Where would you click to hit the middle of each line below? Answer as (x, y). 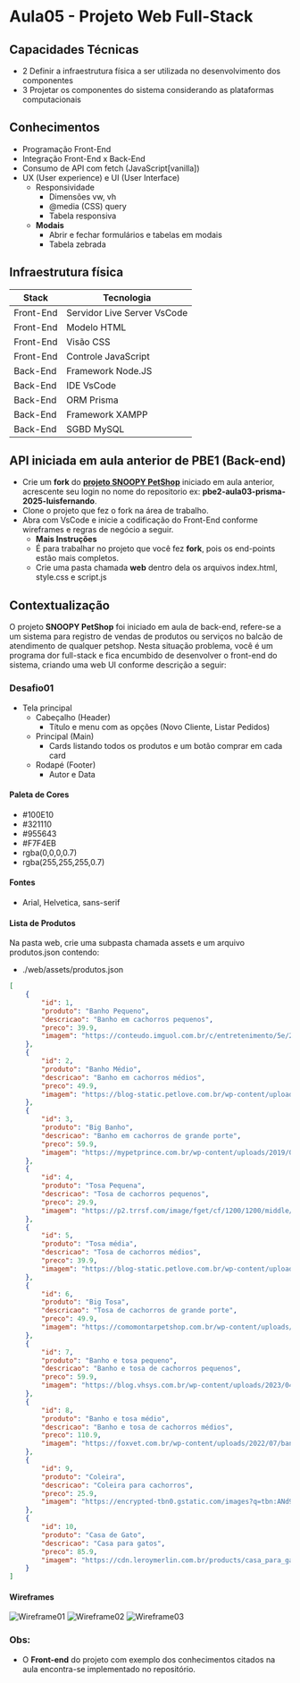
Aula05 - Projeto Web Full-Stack (131, 17)
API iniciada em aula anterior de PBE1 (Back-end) (148, 461)
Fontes (22, 882)
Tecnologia (127, 297)
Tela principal (47, 708)
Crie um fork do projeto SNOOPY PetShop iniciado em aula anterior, (148, 482)
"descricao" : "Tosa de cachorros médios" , (121, 1253)
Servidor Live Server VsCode (127, 312)
